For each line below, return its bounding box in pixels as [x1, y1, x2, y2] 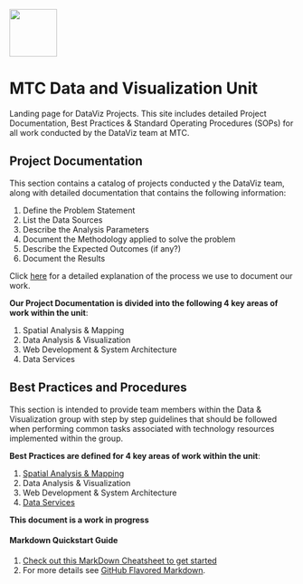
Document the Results [22, 253, 106, 263]
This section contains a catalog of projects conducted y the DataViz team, [9, 177, 285, 188]
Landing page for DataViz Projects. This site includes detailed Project [9, 108, 267, 119]
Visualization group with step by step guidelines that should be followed [9, 413, 278, 425]
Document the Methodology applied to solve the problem [22, 234, 236, 244]
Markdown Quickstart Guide [9, 535, 118, 546]
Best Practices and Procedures [9, 380, 187, 396]
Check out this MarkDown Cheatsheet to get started [22, 555, 217, 566]
